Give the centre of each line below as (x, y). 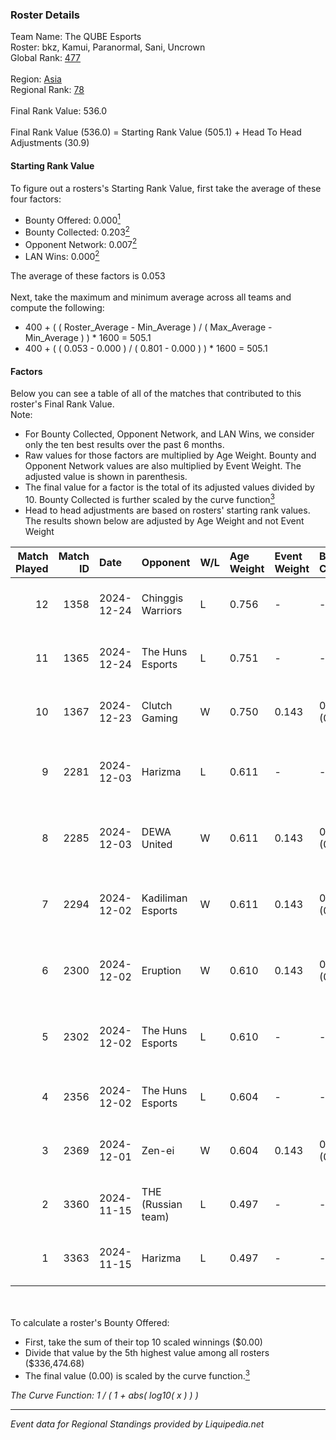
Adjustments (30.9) (50, 143)
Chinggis (162, 598)
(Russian (162, 1204)
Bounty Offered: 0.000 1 (72, 219)
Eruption (161, 970)
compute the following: (57, 308)
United (157, 844)
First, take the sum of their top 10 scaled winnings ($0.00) (143, 1342)
